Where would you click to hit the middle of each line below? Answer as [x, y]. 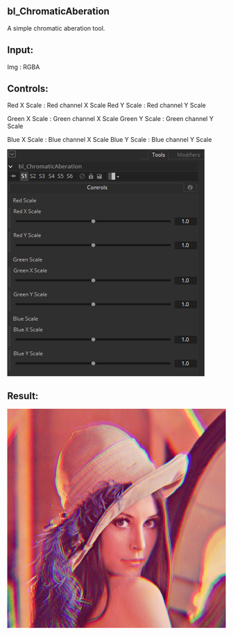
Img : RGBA [24, 67]
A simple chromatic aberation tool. [56, 28]
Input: [20, 50]
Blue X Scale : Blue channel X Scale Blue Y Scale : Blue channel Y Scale [110, 140]
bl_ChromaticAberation [58, 11]
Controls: [28, 89]
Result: [23, 396]
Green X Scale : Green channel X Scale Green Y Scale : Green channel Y [110, 119]
